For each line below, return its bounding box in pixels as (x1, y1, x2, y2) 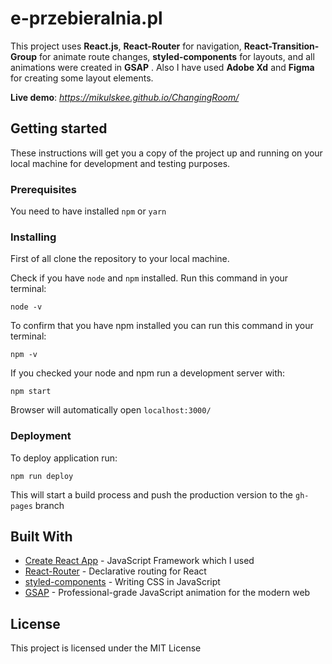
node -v (10, 302, 43, 312)
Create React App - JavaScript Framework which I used (24, 555, 255, 567)
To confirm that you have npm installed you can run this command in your (10, 320, 314, 332)
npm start (10, 387, 52, 397)
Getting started (10, 120, 108, 137)
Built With (10, 528, 73, 546)
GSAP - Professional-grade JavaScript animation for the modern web (24, 587, 311, 599)
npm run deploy (10, 471, 74, 481)
